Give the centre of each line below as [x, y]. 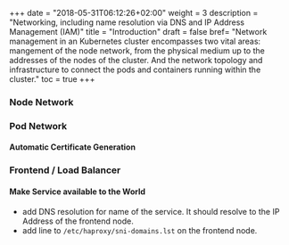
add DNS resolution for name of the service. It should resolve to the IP [151, 211]
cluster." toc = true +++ [52, 79]
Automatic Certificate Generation [73, 147]
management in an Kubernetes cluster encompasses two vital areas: [135, 41]
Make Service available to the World [77, 192]
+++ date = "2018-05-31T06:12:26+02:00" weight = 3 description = [134, 13]
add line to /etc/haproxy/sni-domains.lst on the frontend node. [140, 230]
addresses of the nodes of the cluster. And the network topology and [136, 60]
